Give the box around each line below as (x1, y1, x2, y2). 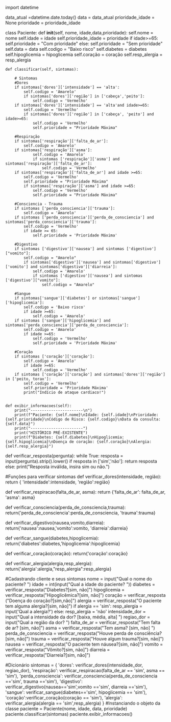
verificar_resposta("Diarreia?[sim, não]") (5, 652, 91, 658)
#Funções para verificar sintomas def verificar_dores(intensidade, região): (5, 474, 162, 479)
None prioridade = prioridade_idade (5, 20, 81, 26)
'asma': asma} (5, 494, 36, 500)
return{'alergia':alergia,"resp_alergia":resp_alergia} (5, 566, 112, 572)
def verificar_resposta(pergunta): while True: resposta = (5, 453, 124, 458)
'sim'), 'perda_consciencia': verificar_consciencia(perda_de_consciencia (5, 673, 158, 679)
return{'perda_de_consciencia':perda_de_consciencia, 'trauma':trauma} (5, 510, 156, 516)
